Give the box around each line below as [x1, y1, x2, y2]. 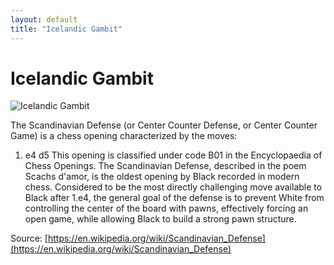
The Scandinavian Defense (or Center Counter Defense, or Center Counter [10, 119, 318, 131]
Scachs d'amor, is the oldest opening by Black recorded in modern [24, 171, 300, 183]
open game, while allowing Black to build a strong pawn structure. [24, 213, 297, 225]
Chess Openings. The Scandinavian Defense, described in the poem [24, 160, 307, 172]
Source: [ [10, 232, 48, 245]
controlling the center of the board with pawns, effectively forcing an [24, 202, 309, 215]
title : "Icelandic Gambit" [10, 24, 123, 34]
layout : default [10, 14, 78, 25]
